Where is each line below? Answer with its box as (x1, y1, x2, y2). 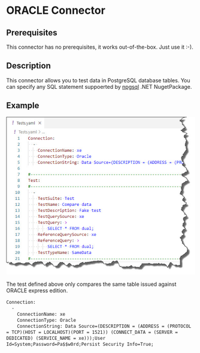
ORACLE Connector (6, 4, 106, 17)
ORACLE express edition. (6, 287, 68, 294)
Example (6, 100, 40, 111)
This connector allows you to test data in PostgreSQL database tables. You (6, 76, 190, 84)
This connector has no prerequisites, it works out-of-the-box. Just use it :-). (6, 43, 193, 50)
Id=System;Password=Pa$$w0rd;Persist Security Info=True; (6, 342, 154, 348)
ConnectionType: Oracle (17, 318, 77, 324)
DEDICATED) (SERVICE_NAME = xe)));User (6, 336, 106, 342)
